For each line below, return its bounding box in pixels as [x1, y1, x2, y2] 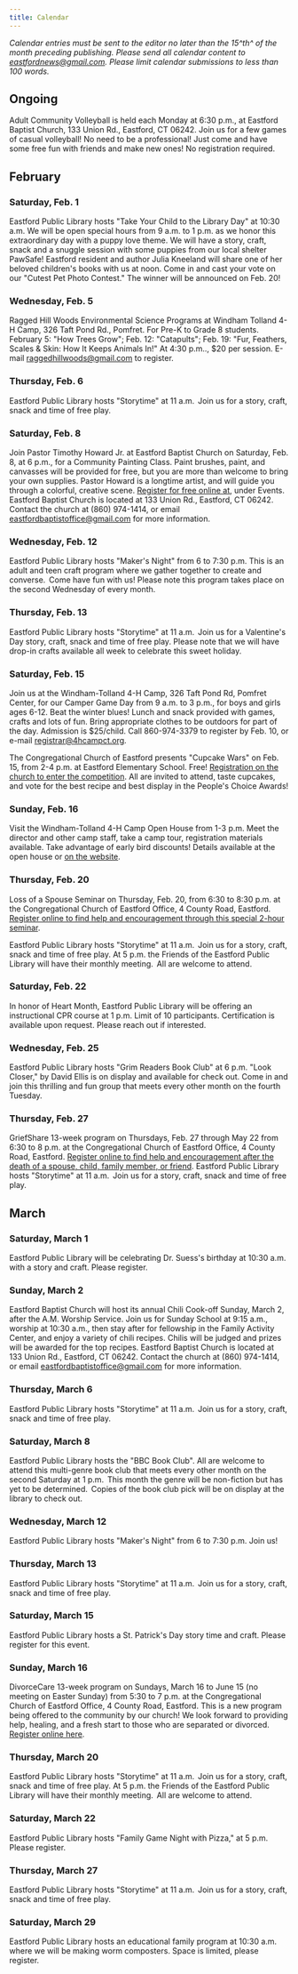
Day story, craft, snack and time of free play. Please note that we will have [9, 636, 279, 646]
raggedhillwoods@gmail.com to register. [26, 353, 175, 364]
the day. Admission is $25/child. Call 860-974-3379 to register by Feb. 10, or [9, 726, 289, 736]
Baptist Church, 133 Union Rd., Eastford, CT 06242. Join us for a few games [9, 124, 286, 135]
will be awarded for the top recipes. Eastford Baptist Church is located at [9, 1342, 275, 1352]
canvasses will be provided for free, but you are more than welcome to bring [9, 466, 289, 477]
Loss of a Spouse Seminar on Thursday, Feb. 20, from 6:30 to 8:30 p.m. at [9, 894, 281, 904]
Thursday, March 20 [9, 1751, 99, 1763]
